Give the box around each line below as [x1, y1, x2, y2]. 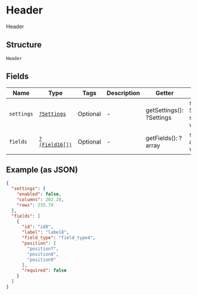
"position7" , [27, 246, 59, 252]
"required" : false [21, 267, 67, 273]
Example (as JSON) [6, 165, 78, 175]
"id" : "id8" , [21, 224, 54, 230]
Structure [6, 40, 42, 50]
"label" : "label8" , [21, 229, 69, 235]
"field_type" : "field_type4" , [21, 235, 96, 241]
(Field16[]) [39, 141, 72, 148]
